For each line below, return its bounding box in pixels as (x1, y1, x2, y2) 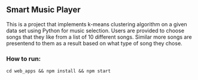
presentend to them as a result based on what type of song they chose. (6, 39, 182, 47)
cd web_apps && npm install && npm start (6, 68, 111, 74)
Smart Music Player (6, 5, 81, 15)
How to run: (6, 54, 41, 63)
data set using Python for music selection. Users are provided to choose (6, 27, 184, 34)
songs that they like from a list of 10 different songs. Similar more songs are (6, 33, 193, 41)
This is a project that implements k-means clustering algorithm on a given (6, 20, 187, 27)
